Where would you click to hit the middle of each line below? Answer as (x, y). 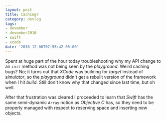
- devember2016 (21, 33)
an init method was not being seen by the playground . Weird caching (77, 66)
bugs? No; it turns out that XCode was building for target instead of (74, 71)
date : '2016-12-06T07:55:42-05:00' (42, 47)
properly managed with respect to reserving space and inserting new (76, 108)
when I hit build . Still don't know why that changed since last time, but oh (80, 82)
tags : (11, 24)
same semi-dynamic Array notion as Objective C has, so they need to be (80, 102)
